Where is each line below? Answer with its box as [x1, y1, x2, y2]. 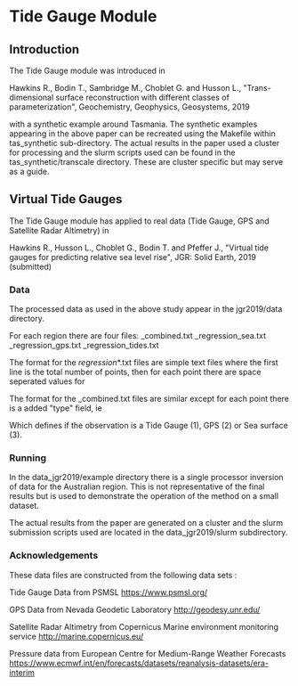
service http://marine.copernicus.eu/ [9, 631, 144, 641]
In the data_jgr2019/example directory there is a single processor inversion [9, 472, 284, 483]
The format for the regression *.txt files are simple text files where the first [9, 357, 278, 368]
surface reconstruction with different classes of [55, 92, 230, 102]
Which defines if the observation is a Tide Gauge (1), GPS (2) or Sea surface [9, 421, 289, 431]
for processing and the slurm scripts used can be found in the [9, 147, 236, 158]
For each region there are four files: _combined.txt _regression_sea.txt [9, 331, 267, 341]
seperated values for [9, 376, 85, 387]
